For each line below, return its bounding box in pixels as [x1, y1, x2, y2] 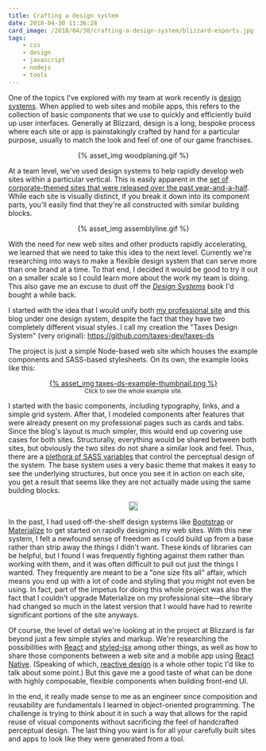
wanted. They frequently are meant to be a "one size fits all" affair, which [8, 567, 248, 577]
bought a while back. [8, 290, 77, 299]
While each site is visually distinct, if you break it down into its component [8, 191, 250, 201]
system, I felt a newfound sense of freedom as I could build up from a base [8, 534, 254, 543]
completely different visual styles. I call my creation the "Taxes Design [8, 322, 238, 331]
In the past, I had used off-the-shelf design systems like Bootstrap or [8, 517, 234, 526]
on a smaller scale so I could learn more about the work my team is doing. [8, 272, 250, 283]
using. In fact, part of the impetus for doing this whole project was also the [8, 585, 253, 594]
